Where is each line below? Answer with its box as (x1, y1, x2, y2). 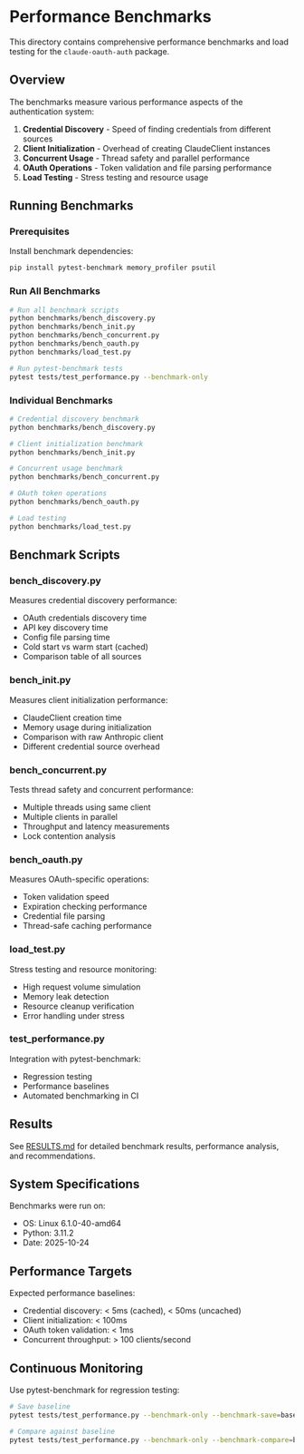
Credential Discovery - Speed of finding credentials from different (22, 123, 271, 134)
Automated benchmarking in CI (22, 1090, 139, 1101)
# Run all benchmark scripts (9, 306, 119, 315)
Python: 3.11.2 (22, 1227, 74, 1239)
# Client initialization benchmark (9, 439, 144, 448)
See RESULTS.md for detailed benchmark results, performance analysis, (9, 1140, 280, 1151)
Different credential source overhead (22, 741, 160, 752)
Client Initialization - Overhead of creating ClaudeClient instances (22, 142, 271, 153)
